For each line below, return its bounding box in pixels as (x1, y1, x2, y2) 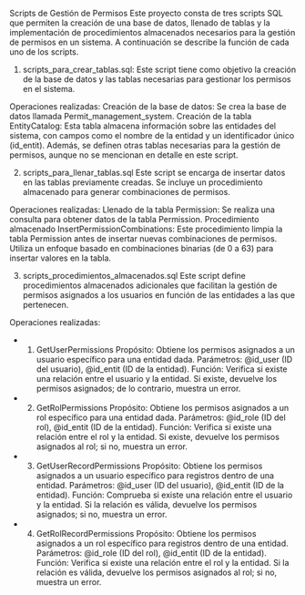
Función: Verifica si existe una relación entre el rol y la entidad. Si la (36, 558, 290, 568)
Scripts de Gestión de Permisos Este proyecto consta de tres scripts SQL (9, 8, 284, 18)
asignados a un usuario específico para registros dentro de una (36, 470, 275, 481)
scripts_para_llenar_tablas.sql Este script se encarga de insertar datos (22, 168, 286, 178)
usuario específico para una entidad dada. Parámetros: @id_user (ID (36, 354, 293, 364)
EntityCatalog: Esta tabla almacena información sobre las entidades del (9, 120, 276, 131)
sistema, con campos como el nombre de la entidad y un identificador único (9, 130, 295, 140)
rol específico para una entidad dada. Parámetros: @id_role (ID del (36, 412, 287, 423)
